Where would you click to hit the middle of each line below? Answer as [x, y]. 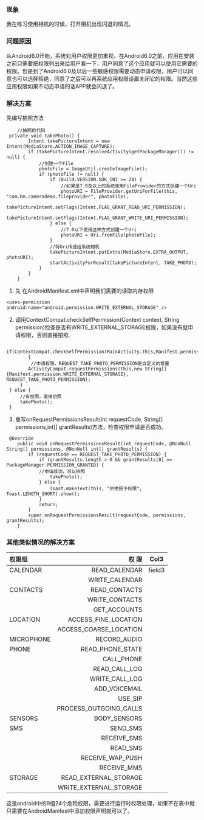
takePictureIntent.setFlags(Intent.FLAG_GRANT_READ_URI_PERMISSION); [96, 207]
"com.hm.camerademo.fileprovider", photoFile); [68, 196]
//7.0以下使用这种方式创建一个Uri [99, 229]
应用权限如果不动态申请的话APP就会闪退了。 [62, 86]
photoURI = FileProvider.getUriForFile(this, [119, 191]
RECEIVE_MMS [121, 768]
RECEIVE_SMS [122, 738]
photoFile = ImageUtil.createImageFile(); [93, 169]
